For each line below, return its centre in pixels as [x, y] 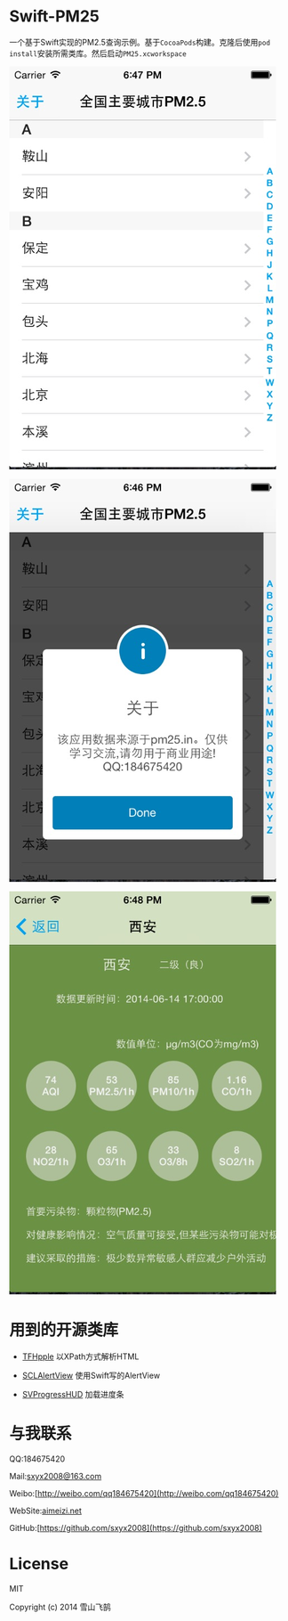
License [39, 1564]
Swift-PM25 [54, 16]
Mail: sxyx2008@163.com [56, 1476]
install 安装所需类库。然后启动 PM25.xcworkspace [98, 53]
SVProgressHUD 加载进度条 [73, 1394]
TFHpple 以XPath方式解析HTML [80, 1356]
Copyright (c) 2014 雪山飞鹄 [60, 1607]
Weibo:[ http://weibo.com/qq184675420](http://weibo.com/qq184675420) [144, 1493]
